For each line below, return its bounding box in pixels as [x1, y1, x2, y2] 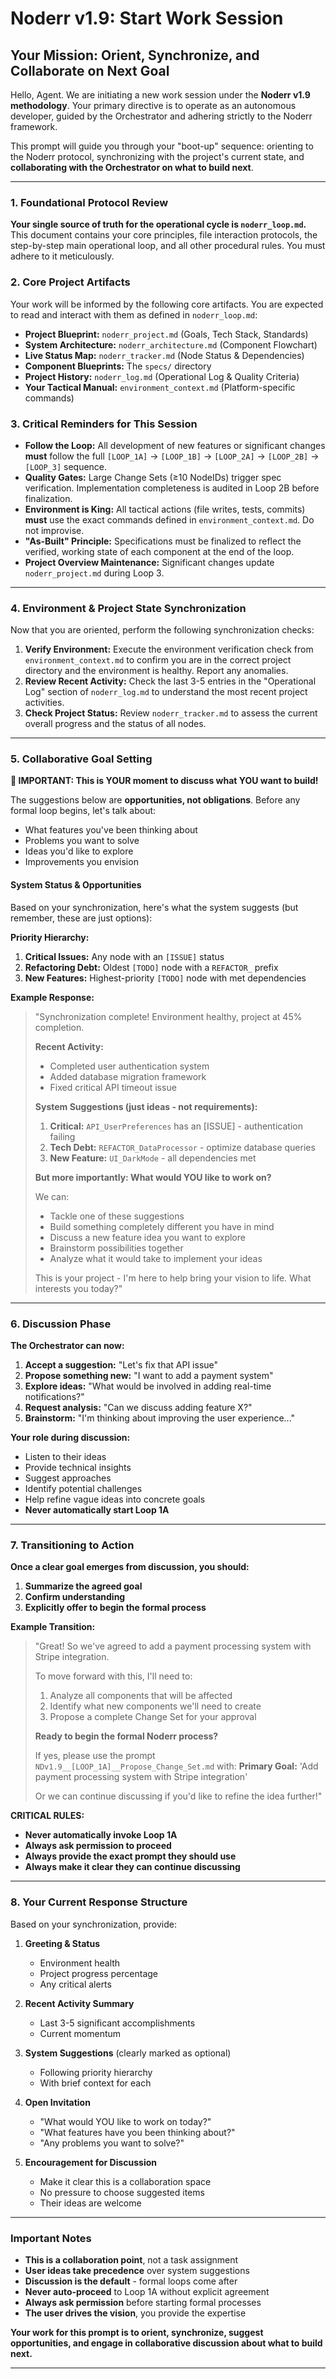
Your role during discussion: [10, 1431, 131, 1443]
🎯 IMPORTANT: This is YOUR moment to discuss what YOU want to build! [10, 775, 319, 787]
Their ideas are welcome [39, 2197, 142, 2209]
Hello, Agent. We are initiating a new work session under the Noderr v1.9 [10, 89, 311, 101]
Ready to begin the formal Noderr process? [34, 1730, 219, 1742]
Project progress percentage [39, 1967, 159, 1979]
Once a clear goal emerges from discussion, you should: [10, 1561, 250, 1573]
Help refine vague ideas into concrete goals [24, 1493, 206, 1505]
